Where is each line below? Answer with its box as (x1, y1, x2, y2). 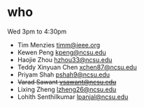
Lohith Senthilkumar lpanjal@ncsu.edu (17, 92, 129, 101)
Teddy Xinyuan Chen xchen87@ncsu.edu (17, 63, 138, 71)
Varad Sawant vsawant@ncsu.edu (17, 77, 117, 86)
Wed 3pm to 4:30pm (7, 27, 67, 36)
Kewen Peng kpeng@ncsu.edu (17, 48, 106, 56)
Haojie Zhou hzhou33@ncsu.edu (17, 55, 113, 63)
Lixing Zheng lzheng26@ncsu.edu (17, 85, 117, 93)
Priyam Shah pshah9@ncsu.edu (17, 70, 110, 79)
